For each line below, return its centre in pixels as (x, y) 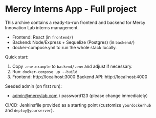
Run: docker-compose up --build (45, 71)
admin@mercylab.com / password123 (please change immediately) (80, 96)
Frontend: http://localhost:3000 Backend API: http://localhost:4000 (80, 77)
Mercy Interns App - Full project (71, 9)
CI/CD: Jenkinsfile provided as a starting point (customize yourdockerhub (78, 105)
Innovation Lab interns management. (42, 27)
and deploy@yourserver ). (30, 110)
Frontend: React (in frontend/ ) (43, 37)
